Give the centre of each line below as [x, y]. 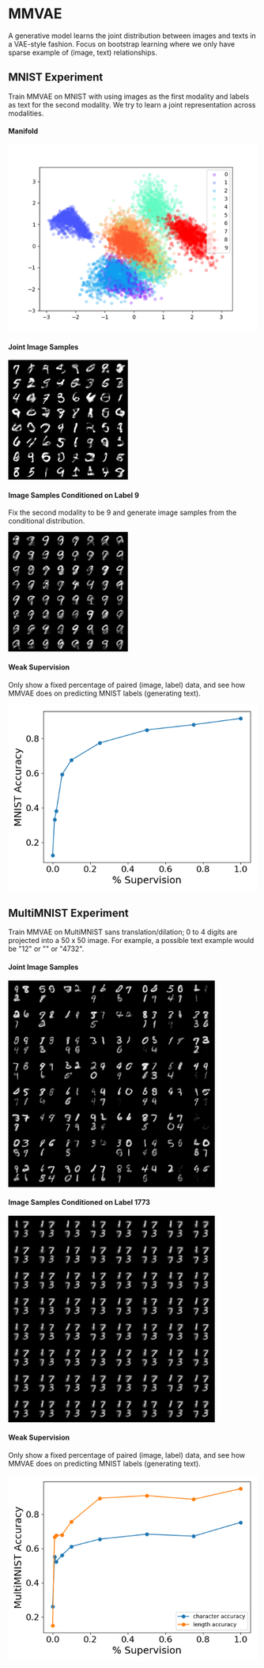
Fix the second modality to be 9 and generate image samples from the [123, 513]
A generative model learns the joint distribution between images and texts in [132, 36]
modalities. [26, 113]
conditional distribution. [47, 521]
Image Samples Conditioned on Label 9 [74, 495]
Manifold [23, 131]
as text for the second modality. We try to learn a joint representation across [132, 104]
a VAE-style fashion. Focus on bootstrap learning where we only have [122, 43]
